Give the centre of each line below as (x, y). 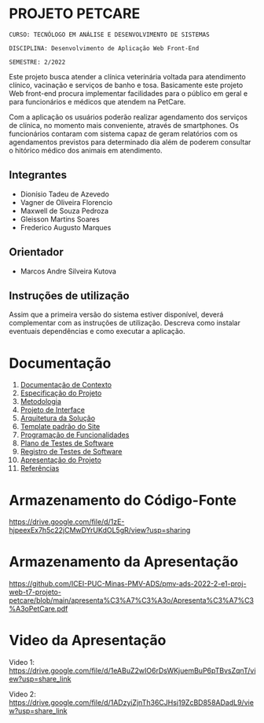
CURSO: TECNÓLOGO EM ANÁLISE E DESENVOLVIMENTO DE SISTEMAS (110, 35)
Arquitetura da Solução (58, 418)
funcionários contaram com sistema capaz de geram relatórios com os (123, 134)
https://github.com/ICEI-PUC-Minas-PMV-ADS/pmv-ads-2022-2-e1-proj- (128, 584)
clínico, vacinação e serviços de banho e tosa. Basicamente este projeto (126, 85)
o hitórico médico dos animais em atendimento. (86, 150)
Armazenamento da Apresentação (124, 562)
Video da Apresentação (88, 640)
